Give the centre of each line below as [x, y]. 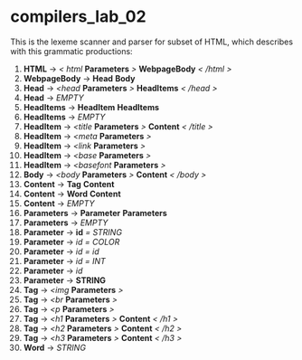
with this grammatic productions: [72, 51]
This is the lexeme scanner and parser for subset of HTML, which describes [151, 42]
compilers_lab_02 [79, 17]
